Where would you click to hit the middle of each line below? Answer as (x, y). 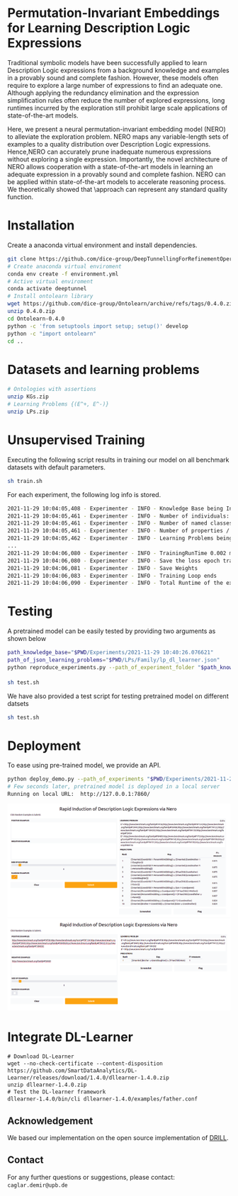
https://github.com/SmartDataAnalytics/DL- (73, 1071)
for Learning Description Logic (99, 28)
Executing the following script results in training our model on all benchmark (118, 460)
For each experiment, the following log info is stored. (84, 494)
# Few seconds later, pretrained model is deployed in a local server (114, 787)
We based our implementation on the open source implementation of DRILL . (118, 1138)
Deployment (44, 746)
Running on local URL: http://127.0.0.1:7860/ (79, 795)
